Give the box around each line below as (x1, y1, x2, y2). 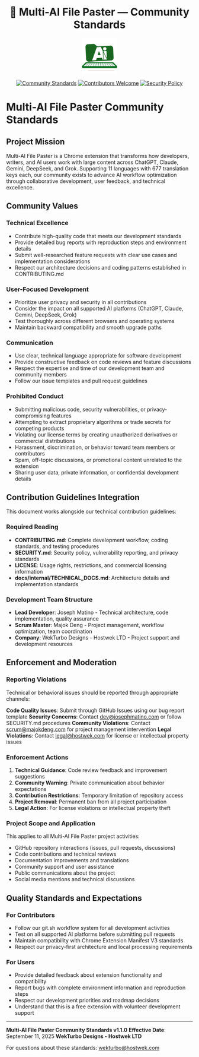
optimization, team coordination (14, 628, 92, 635)
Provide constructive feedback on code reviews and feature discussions (14, 359, 191, 366)
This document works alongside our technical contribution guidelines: (6, 508, 176, 515)
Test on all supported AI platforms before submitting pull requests (14, 931, 175, 938)
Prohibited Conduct (6, 392, 64, 400)
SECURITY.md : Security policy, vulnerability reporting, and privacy (14, 549, 179, 556)
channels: (6, 695, 30, 702)
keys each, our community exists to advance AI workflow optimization (6, 171, 177, 178)
